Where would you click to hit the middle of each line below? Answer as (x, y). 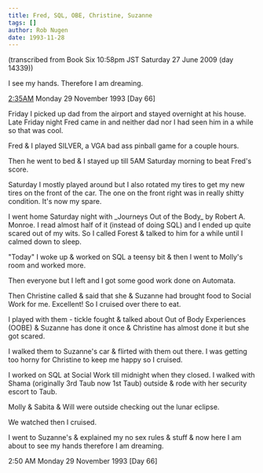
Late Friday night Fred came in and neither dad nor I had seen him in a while (131, 122)
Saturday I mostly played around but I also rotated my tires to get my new (126, 185)
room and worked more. (47, 265)
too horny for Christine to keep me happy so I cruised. (95, 360)
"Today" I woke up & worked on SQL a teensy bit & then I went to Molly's (126, 257)
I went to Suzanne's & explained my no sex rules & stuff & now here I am (125, 438)
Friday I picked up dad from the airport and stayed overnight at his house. (127, 114)
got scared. (27, 336)
